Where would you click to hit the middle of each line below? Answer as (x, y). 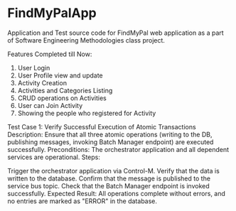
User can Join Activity (50, 105)
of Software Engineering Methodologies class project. (86, 40)
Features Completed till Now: (50, 54)
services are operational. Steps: (54, 157)
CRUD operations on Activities (62, 98)
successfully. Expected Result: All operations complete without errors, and (117, 193)
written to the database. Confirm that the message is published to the (109, 178)
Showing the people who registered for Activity (87, 113)
